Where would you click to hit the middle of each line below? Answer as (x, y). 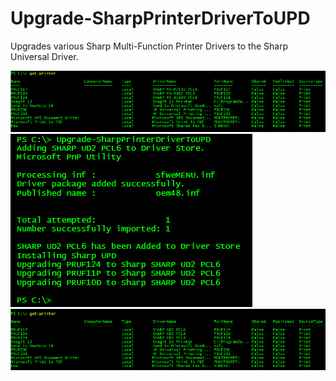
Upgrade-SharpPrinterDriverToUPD (160, 18)
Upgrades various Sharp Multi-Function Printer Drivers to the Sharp (149, 46)
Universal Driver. (44, 56)
